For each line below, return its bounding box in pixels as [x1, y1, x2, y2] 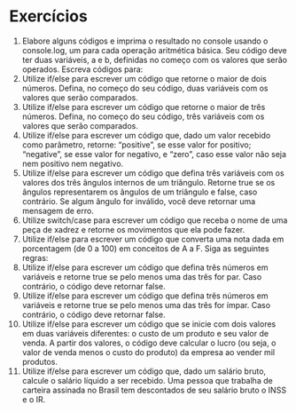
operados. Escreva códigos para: [21, 64, 144, 75]
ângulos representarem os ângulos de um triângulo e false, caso [21, 186, 258, 197]
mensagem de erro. [21, 205, 95, 216]
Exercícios [9, 6, 89, 27]
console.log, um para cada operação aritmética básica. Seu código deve [21, 44, 287, 55]
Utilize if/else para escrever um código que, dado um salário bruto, [21, 366, 267, 376]
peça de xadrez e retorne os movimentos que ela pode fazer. [21, 224, 245, 234]
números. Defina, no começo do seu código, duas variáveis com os [21, 83, 269, 93]
